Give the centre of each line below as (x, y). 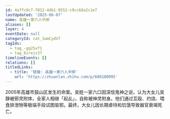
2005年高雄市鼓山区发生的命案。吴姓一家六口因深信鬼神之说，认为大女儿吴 (85, 92)
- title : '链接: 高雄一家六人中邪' (44, 72)
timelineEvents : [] (26, 58)
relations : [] (20, 63)
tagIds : (14, 44)
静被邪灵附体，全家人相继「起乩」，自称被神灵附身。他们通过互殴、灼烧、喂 (85, 98)
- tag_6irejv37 (26, 53)
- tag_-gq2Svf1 (26, 48)
